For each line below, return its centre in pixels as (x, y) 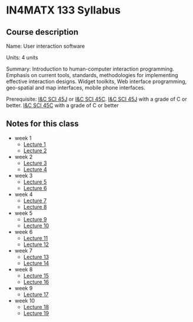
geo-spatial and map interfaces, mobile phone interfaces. (76, 88)
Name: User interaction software (46, 46)
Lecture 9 (35, 219)
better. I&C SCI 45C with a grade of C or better (62, 105)
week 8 (24, 269)
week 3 (24, 175)
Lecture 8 (35, 207)
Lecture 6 (35, 188)
